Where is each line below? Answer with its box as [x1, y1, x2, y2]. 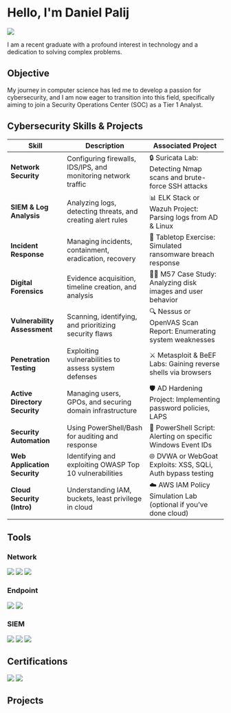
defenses [67, 372, 98, 381]
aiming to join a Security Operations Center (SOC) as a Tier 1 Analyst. [7, 100, 203, 109]
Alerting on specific [149, 431, 213, 441]
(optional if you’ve [149, 499, 208, 509]
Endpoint [7, 586, 38, 596]
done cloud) [149, 508, 189, 518]
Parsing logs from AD [149, 212, 219, 222]
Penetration [10, 354, 50, 364]
